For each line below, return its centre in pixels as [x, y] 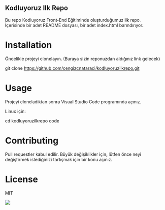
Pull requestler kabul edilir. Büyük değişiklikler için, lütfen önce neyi [73, 154]
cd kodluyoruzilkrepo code [32, 120]
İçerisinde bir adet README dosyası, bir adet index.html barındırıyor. [74, 25]
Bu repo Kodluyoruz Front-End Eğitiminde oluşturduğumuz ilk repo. [73, 20]
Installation [29, 45]
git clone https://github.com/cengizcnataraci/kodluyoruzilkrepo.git [72, 68]
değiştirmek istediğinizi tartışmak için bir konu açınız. [59, 159]
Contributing [32, 140]
